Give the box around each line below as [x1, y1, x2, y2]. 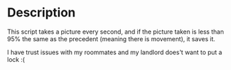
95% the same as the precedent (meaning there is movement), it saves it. [7, 34, 216, 43]
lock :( [7, 55, 26, 63]
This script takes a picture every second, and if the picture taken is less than [7, 27, 224, 36]
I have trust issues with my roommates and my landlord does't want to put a [7, 48, 223, 56]
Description [7, 5, 76, 21]
